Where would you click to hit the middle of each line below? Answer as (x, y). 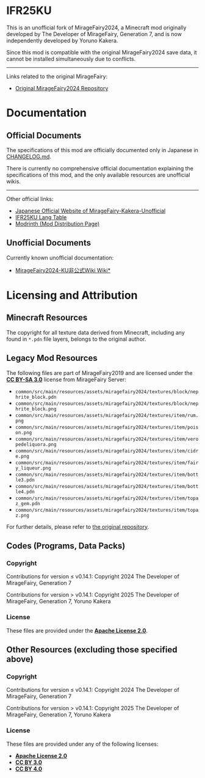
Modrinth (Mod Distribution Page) (57, 224)
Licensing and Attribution (72, 295)
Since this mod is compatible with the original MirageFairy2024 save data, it (102, 52)
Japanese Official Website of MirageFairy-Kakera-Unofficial (90, 211)
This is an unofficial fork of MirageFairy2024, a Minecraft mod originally (96, 27)
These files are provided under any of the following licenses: (82, 744)
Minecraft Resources (47, 318)
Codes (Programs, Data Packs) (66, 546)
